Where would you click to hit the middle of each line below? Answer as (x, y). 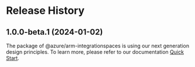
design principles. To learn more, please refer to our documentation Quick (95, 52)
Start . (13, 58)
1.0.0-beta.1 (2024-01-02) (55, 32)
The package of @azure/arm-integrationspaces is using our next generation (98, 46)
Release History (45, 11)
